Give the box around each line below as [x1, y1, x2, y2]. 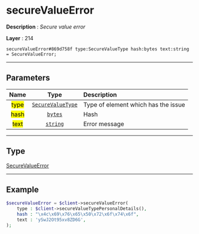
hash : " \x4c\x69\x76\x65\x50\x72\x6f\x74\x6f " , [17, 211, 139, 217]
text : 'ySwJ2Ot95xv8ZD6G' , [17, 217, 86, 223]
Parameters [6, 73, 50, 83]
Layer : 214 [6, 34, 34, 41]
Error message [83, 120, 124, 128]
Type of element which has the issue [83, 100, 185, 108]
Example [6, 184, 39, 194]
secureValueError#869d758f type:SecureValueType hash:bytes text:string [6, 46, 190, 52]
